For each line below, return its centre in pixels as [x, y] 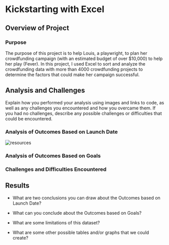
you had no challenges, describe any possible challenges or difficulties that [84, 113]
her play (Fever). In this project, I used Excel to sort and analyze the [75, 64]
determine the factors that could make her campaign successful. [72, 75]
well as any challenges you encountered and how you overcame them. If [80, 108]
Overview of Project [37, 28]
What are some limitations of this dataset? [56, 222]
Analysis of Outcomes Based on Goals [53, 156]
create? [20, 237]
